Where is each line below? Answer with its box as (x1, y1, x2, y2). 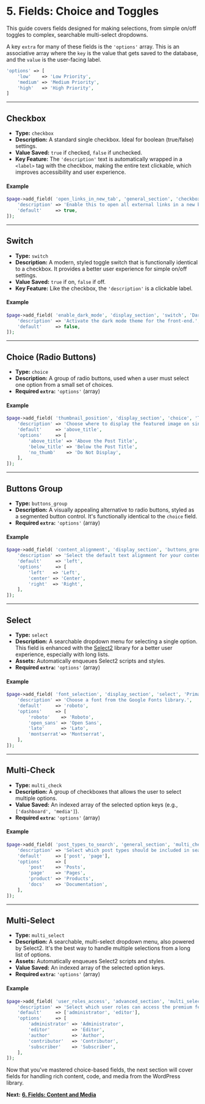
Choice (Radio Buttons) (6, 352, 96, 362)
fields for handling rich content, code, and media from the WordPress (6, 1073, 181, 1080)
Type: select (15, 631, 49, 638)
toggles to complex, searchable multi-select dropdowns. (6, 31, 148, 38)
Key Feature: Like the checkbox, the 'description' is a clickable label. (15, 285, 193, 292)
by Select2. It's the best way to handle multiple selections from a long (15, 944, 191, 952)
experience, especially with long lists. (15, 651, 110, 658)
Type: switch (15, 252, 49, 259)
